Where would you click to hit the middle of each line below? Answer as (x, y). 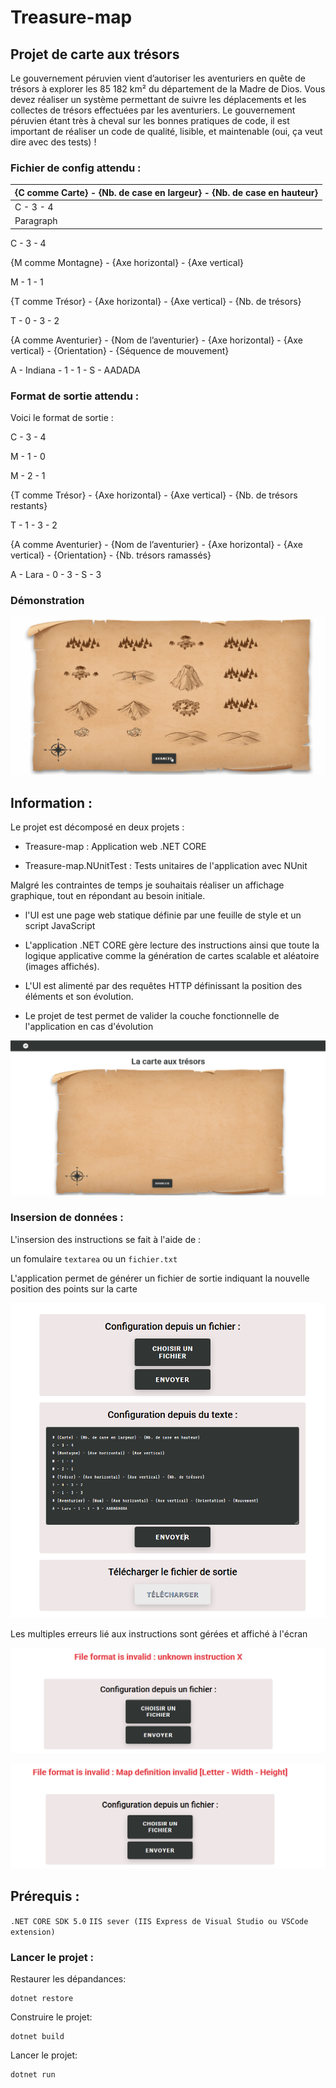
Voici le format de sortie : (62, 418)
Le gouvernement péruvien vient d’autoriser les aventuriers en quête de (158, 78)
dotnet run (33, 2075)
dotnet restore (42, 1999)
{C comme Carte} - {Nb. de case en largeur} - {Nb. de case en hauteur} (166, 192)
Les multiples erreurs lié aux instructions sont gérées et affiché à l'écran (159, 1634)
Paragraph (36, 221)
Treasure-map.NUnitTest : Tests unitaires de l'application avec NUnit (166, 865)
